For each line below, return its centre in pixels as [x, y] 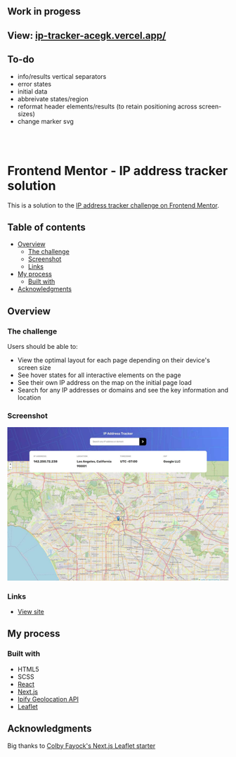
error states [34, 84]
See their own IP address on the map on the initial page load [104, 383]
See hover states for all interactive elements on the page [99, 375]
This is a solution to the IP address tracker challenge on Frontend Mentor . [113, 205]
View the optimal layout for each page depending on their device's [114, 360]
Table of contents [46, 227]
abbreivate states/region [53, 98]
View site [31, 612]
